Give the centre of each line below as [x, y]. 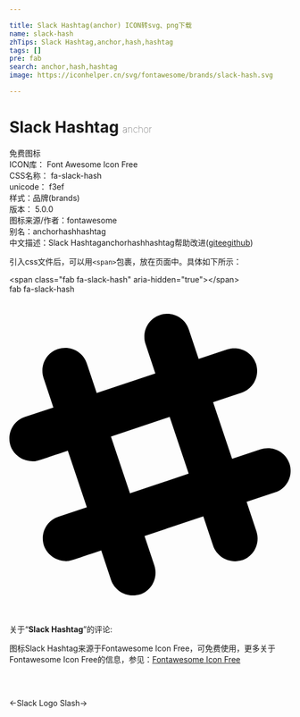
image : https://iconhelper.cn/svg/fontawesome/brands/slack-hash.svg [142, 76]
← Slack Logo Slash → [48, 703]
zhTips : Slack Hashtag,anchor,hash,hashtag [92, 42]
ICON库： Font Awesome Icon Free [74, 164]
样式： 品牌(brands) [45, 198]
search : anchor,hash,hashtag [63, 67]
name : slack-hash [42, 34]
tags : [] [25, 50]
